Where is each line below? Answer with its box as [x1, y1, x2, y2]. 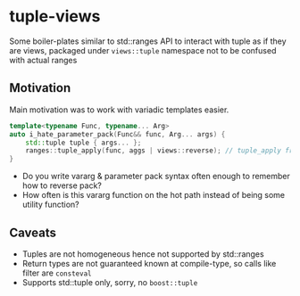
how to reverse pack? [21, 180, 103, 191]
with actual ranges [9, 54, 78, 65]
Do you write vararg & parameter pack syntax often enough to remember [21, 171, 290, 182]
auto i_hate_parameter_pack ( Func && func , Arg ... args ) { [9, 129, 226, 139]
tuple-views [9, 6, 101, 27]
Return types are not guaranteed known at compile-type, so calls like [21, 258, 277, 268]
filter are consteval [21, 267, 92, 278]
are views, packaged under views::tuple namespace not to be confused [9, 45, 277, 55]
